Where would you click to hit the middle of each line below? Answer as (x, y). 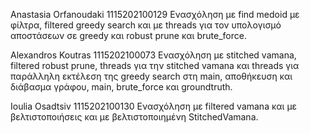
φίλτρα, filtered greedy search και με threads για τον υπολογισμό (146, 25)
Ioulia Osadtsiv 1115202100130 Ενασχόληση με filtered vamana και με (154, 106)
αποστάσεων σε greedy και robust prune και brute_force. (128, 35)
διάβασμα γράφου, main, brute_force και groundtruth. (121, 87)
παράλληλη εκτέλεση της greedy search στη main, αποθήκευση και (151, 76)
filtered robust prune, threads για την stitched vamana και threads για (155, 65)
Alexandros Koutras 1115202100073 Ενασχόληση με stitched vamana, (153, 55)
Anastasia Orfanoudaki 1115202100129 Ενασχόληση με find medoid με (155, 14)
